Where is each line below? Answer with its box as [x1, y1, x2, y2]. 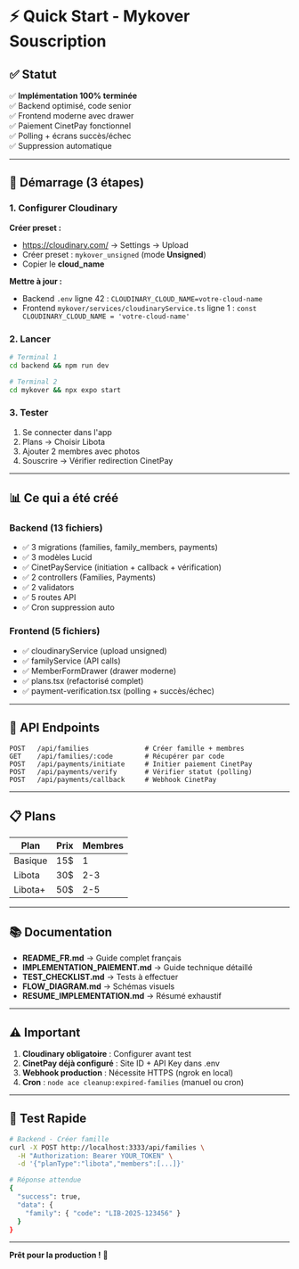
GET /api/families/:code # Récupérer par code [9, 752, 225, 761]
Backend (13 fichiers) [9, 522, 103, 534]
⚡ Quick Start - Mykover [9, 6, 190, 27]
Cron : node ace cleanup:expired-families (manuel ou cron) [21, 1077, 245, 1088]
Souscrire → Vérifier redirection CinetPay [21, 455, 174, 466]
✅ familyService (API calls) [21, 655, 122, 666]
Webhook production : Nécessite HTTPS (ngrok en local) [21, 1067, 234, 1078]
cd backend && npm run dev [9, 361, 109, 370]
